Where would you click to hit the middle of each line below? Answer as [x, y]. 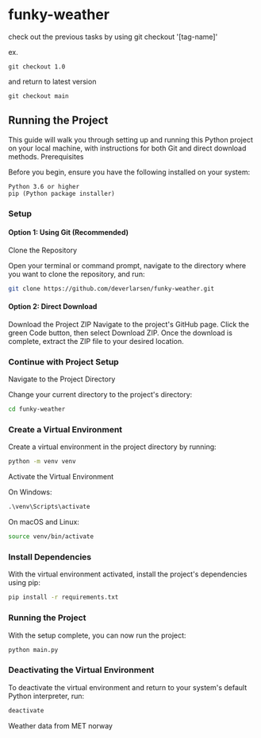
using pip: [25, 583]
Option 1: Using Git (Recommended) [69, 232]
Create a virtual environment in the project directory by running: [112, 447]
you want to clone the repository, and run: [77, 274]
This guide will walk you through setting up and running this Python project [131, 139]
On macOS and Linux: [44, 522]
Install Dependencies [50, 556]
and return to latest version [52, 81]
